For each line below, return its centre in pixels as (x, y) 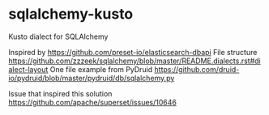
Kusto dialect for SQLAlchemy (58, 36)
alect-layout (28, 69)
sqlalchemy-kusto (71, 14)
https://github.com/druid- (197, 69)
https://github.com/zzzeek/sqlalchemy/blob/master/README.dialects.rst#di (134, 61)
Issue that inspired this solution (60, 93)
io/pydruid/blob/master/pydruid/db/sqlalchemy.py (92, 78)
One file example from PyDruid (101, 69)
